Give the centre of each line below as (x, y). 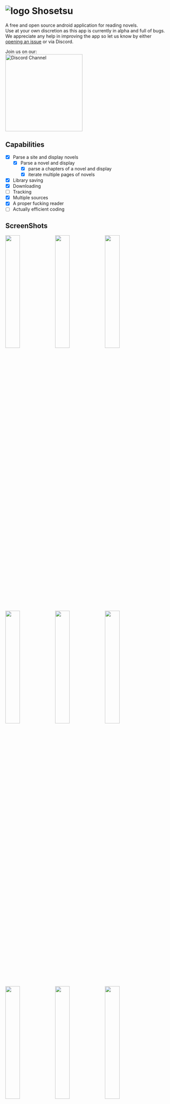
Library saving (28, 180)
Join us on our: (21, 51)
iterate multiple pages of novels (61, 174)
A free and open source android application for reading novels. (72, 25)
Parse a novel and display (48, 163)
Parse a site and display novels (45, 157)
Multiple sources (30, 198)
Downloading (27, 186)
